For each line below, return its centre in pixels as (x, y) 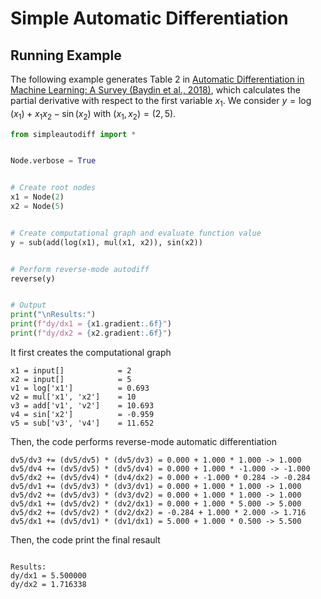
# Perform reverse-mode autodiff (80, 269)
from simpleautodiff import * (73, 134)
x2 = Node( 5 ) (37, 207)
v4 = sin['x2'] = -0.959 (82, 414)
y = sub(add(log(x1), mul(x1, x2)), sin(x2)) (106, 242)
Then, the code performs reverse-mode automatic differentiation (143, 441)
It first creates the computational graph (91, 352)
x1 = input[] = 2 (71, 370)
